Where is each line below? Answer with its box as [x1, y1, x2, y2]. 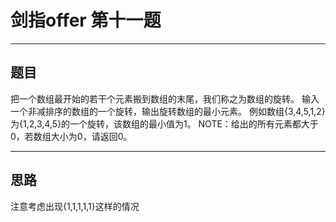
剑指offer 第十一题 [10, 9, 162, 32]
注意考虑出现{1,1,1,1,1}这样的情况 [10, 200, 140, 212]
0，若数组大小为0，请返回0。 [10, 130, 133, 142]
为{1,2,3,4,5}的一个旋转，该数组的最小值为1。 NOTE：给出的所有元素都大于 [10, 117, 319, 130]
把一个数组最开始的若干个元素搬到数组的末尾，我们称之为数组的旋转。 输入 [10, 92, 320, 105]
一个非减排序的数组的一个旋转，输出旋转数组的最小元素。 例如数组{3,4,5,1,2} [10, 105, 326, 117]
